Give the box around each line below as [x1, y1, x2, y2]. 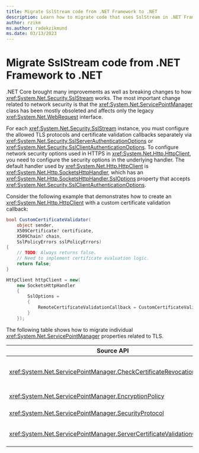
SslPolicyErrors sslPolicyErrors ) [17, 239, 102, 245]
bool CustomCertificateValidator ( [6, 217, 92, 223]
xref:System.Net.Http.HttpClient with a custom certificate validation [6, 199, 171, 206]
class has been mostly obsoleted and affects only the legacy [6, 107, 154, 114]
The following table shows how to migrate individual [6, 326, 133, 333]
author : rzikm [6, 20, 41, 25]
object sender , [17, 222, 54, 228]
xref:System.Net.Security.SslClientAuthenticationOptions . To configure [6, 144, 179, 151]
